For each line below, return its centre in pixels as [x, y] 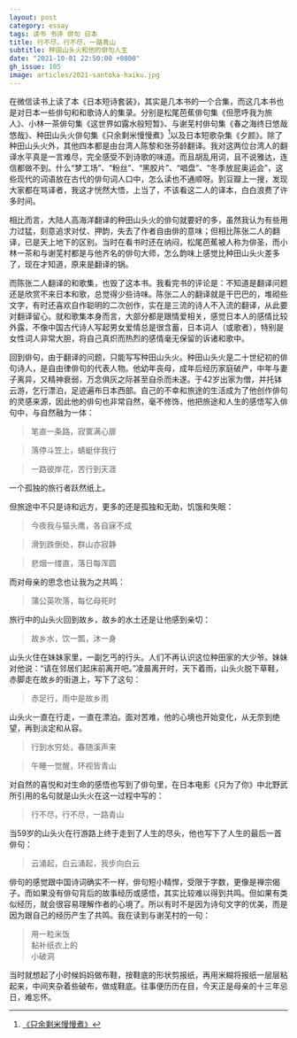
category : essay [39, 26]
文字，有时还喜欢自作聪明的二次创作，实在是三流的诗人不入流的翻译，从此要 [148, 306]
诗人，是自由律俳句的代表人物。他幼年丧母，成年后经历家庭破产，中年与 [148, 368]
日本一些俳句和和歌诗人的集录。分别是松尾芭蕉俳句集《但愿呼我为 [145, 112]
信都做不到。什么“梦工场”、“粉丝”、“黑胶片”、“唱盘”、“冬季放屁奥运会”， [142, 168]
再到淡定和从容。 [55, 728]
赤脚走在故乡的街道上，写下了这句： [75, 679]
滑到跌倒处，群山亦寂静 [73, 545]
